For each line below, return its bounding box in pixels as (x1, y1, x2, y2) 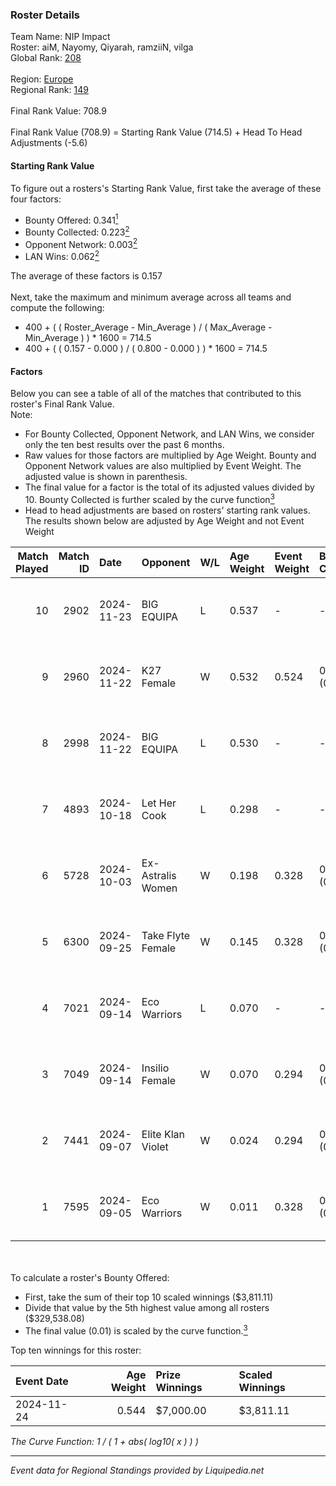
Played (15, 561, 49, 575)
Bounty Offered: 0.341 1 (24, 212, 119, 226)
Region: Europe (10, 73, 74, 85)
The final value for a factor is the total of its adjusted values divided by (24, 481, 315, 493)
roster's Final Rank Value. (10, 398, 115, 410)
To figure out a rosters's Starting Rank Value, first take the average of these (10, 182, 322, 194)
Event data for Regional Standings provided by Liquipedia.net (10, 1464, 265, 1476)
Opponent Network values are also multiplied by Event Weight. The (24, 460, 302, 472)
